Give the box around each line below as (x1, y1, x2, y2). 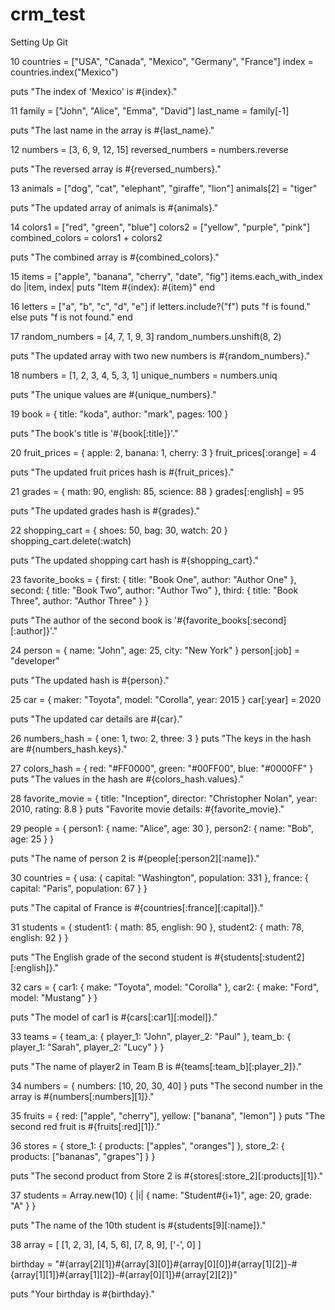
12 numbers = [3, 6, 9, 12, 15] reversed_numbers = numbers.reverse (10, 143, 289, 155)
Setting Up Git (10, 36, 68, 48)
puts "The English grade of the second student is (10, 951, 213, 963)
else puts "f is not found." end (10, 311, 133, 323)
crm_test (10, 3, 86, 26)
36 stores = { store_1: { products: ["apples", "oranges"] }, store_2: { (10, 1139, 285, 1152)
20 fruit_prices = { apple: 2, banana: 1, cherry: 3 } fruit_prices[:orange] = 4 (10, 446, 317, 458)
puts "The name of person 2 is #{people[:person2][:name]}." (10, 852, 260, 864)
